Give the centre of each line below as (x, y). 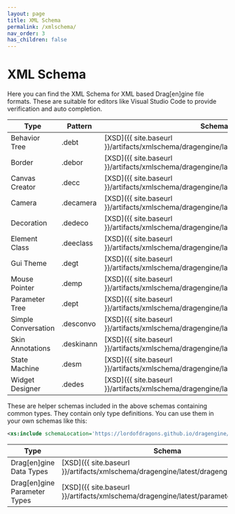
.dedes (73, 384)
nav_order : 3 (26, 33)
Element (24, 239)
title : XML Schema (34, 20)
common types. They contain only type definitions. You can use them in (111, 414)
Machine (25, 369)
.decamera (79, 203)
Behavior (26, 138)
